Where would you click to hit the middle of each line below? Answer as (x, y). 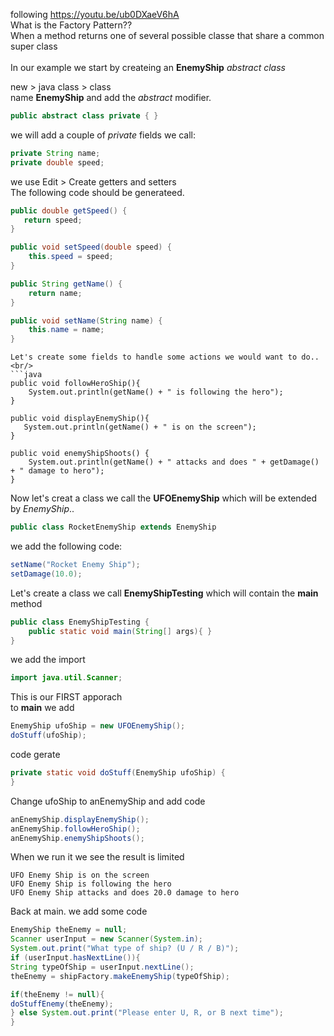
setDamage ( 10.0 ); (46, 574)
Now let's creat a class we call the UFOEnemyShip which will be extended (163, 498)
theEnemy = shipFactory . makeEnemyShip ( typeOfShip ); (120, 976)
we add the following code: (66, 546)
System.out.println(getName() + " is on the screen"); (140, 427)
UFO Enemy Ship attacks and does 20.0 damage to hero (125, 893)
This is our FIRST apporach (66, 697)
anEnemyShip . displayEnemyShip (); (80, 819)
